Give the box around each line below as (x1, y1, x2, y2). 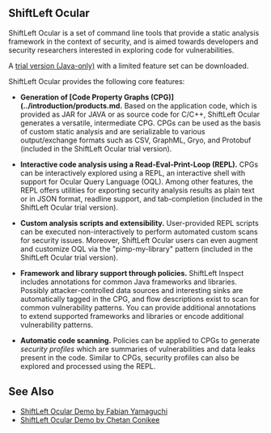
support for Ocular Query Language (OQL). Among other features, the (19, 176, 253, 186)
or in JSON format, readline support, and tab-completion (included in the (19, 193, 263, 203)
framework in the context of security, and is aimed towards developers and (8, 36, 259, 46)
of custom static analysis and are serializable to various (19, 126, 205, 136)
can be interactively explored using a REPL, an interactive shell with (19, 168, 245, 177)
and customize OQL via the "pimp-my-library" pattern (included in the (19, 244, 253, 253)
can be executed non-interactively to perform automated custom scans (19, 227, 258, 236)
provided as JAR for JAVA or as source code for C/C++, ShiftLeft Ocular (19, 109, 260, 119)
